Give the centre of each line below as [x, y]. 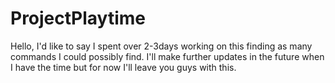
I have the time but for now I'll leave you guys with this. [123, 67]
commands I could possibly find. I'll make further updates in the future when [167, 56]
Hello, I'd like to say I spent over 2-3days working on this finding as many [161, 46]
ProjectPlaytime [78, 18]
